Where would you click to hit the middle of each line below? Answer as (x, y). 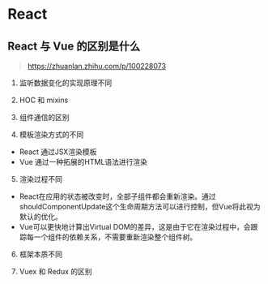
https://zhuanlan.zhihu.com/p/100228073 (97, 66)
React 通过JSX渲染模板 (58, 152)
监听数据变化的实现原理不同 (66, 83)
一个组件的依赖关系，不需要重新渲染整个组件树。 (115, 237)
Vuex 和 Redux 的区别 (55, 271)
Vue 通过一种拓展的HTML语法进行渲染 (83, 162)
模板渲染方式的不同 (51, 134)
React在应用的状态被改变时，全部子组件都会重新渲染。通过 (117, 196)
